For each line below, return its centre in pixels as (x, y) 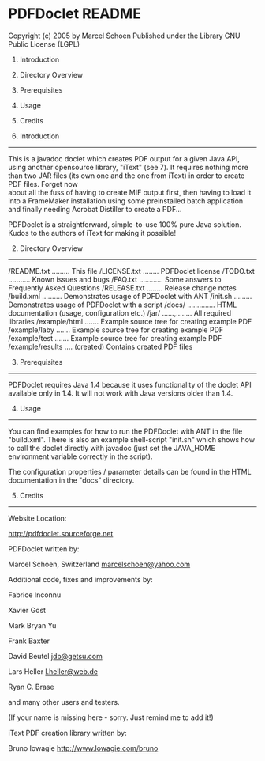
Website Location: (37, 518)
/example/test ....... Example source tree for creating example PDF (115, 338)
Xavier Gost (27, 610)
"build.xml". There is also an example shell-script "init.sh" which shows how (131, 439)
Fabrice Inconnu (35, 595)
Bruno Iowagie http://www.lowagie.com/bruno (83, 748)
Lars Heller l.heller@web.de (53, 671)
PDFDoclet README (75, 14)
